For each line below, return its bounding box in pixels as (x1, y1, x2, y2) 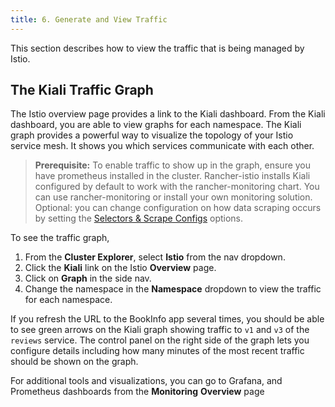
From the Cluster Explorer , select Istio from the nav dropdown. (24, 251, 286, 263)
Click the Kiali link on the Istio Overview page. (24, 262, 217, 274)
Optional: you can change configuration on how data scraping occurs (34, 202, 322, 214)
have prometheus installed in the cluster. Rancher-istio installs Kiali (34, 170, 311, 182)
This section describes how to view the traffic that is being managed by (10, 42, 305, 54)
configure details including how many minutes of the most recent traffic (10, 345, 305, 357)
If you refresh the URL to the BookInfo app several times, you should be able (10, 313, 325, 325)
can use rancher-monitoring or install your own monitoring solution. (34, 191, 313, 203)
